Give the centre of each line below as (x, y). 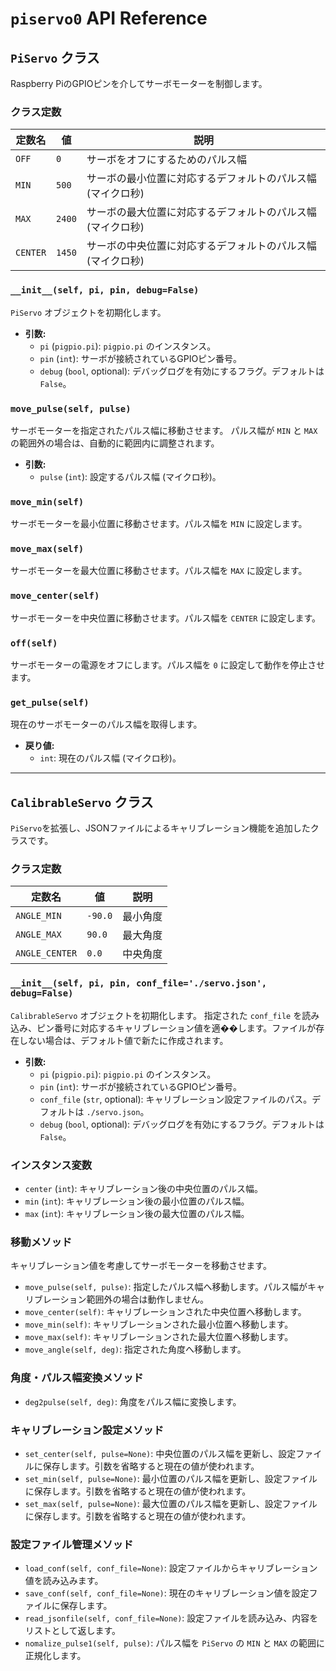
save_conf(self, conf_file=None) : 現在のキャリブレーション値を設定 (167, 1593)
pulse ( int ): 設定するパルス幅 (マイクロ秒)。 (130, 476)
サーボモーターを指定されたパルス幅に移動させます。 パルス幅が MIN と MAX (164, 430)
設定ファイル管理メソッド (72, 1544)
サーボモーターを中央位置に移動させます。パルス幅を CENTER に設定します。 (166, 618)
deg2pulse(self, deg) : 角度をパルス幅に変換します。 (133, 1401)
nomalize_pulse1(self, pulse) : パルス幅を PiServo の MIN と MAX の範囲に (174, 1643)
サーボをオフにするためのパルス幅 (167, 160)
